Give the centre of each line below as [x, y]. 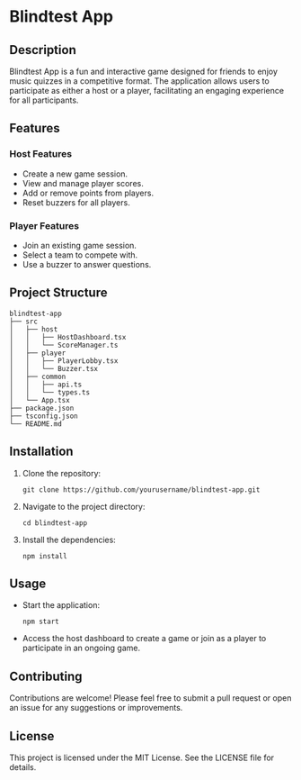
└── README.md [36, 424]
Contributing [46, 676]
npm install [44, 556]
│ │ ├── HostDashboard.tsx [68, 337]
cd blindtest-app [55, 523]
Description [43, 50]
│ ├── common [38, 376]
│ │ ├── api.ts [46, 385]
